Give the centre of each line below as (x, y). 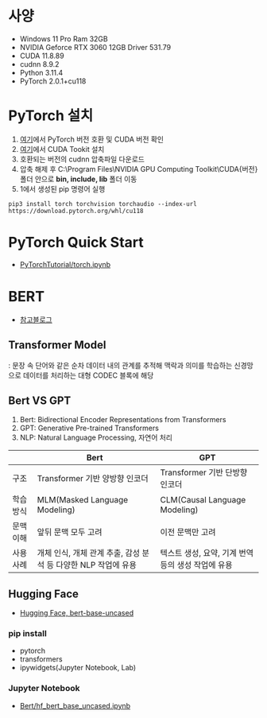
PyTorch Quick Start (76, 243)
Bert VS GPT (40, 400)
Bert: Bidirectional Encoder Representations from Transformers (123, 420)
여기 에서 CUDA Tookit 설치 (62, 149)
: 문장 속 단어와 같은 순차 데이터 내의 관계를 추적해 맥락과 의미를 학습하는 (120, 365)
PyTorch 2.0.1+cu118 (53, 81)
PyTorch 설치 (51, 116)
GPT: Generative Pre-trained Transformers (89, 428)
